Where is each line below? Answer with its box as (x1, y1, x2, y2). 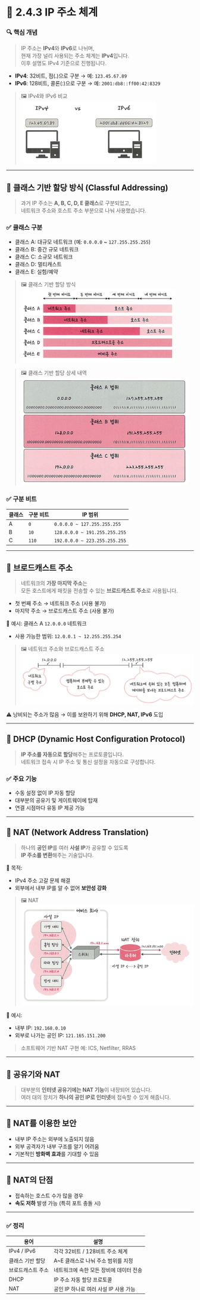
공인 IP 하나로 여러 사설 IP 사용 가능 (53, 1285, 136, 1292)
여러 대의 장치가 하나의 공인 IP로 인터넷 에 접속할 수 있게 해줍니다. (20, 1093, 171, 1101)
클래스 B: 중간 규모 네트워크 (14, 245, 79, 252)
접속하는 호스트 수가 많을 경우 (14, 1192, 83, 1199)
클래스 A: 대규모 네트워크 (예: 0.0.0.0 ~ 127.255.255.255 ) (14, 238, 151, 245)
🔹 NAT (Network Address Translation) (6, 827, 149, 837)
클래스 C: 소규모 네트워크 (14, 253, 73, 260)
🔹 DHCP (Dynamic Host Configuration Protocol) (6, 734, 186, 744)
